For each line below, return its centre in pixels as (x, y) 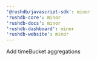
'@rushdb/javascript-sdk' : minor (48, 12)
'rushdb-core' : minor (34, 18)
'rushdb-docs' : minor (34, 23)
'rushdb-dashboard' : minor (40, 29)
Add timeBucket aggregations (43, 51)
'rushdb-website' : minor (38, 34)
